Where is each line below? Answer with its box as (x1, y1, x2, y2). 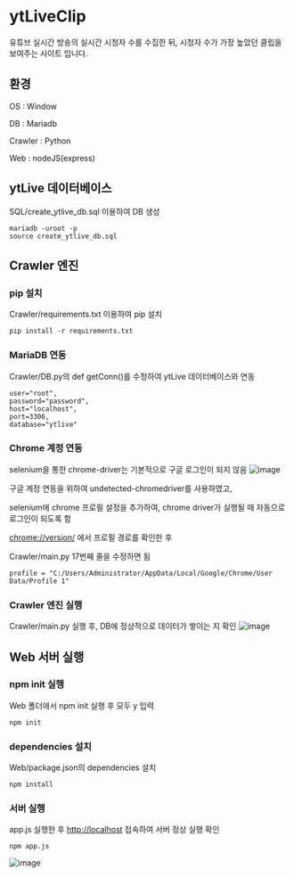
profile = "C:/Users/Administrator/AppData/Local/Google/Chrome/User (9, 569, 274, 578)
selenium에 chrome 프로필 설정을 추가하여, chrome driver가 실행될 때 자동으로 (9, 502, 286, 512)
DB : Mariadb (9, 118, 58, 128)
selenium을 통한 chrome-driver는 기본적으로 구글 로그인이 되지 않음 (9, 463, 248, 474)
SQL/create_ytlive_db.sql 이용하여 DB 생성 (9, 206, 160, 217)
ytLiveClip (9, 6, 86, 27)
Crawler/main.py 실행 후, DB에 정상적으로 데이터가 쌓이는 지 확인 (9, 621, 237, 632)
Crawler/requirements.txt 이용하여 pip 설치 (9, 309, 163, 320)
